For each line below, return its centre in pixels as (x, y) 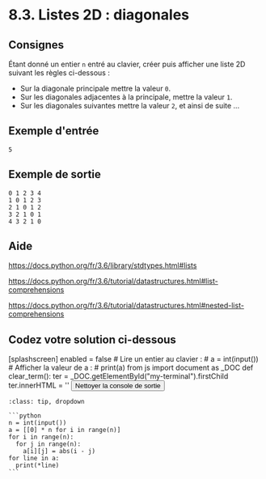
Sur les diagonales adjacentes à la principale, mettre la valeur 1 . (126, 97)
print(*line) (38, 466)
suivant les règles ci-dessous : (59, 73)
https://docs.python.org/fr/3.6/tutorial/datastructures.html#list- (113, 282)
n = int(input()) (38, 423)
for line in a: (34, 459)
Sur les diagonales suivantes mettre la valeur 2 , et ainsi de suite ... (130, 106)
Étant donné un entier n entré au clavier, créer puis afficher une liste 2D (127, 64)
